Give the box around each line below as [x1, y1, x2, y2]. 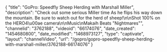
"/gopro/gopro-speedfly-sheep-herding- [70, 36, 154, 42]
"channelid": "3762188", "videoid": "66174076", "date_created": [5, 25, 136, 31]
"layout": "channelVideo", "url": [5, 36, 70, 42]
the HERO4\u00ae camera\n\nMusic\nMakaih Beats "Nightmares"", [5, 20, 143, 26]
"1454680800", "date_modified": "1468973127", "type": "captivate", [5, 31, 144, 36]
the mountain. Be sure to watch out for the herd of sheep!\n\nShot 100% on [5, 15, 160, 20]
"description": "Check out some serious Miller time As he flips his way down [5, 9, 162, 15]
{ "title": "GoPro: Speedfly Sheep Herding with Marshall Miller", [5, 4, 135, 10]
